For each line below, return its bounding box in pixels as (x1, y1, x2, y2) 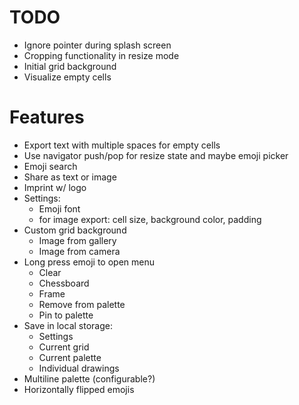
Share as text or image (23, 171, 117, 183)
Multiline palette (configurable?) (23, 372, 156, 385)
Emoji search (23, 160, 78, 172)
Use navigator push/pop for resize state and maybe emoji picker (23, 149, 289, 161)
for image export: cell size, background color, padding (38, 213, 262, 225)
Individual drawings (38, 362, 120, 374)
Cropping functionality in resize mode (23, 49, 180, 61)
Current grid (38, 341, 90, 353)
